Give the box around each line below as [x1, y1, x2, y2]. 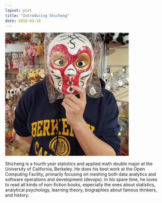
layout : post [5, 8, 32, 13]
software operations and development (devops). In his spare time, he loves [5, 176, 158, 182]
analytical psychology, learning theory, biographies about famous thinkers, [5, 187, 157, 193]
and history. [5, 192, 30, 198]
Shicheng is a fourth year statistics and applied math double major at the [5, 161, 153, 167]
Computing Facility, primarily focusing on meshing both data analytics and [5, 171, 157, 177]
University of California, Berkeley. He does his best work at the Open [5, 166, 145, 172]
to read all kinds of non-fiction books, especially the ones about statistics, [5, 182, 156, 188]
